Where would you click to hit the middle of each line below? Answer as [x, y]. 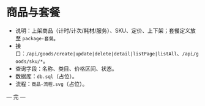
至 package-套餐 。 [37, 38]
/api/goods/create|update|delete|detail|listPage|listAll [102, 54]
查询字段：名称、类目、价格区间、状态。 [66, 68]
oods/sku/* [29, 62]
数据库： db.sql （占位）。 [46, 76]
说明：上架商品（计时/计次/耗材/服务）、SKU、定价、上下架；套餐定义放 [105, 30]
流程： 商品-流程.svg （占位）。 [51, 83]
